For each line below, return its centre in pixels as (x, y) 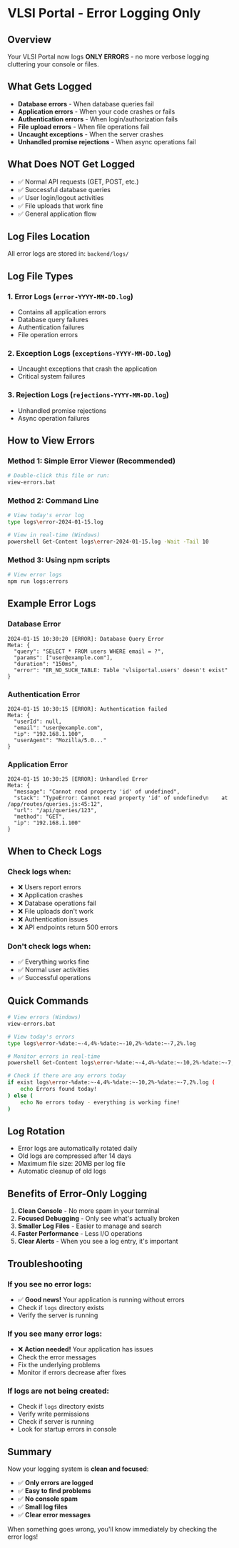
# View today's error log (46, 516)
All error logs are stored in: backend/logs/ (68, 254)
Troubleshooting (45, 1263)
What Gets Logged (50, 87)
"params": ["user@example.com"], (63, 658)
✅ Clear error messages (54, 1515)
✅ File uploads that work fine (60, 206)
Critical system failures (51, 376)
